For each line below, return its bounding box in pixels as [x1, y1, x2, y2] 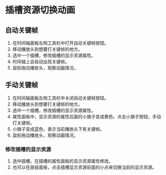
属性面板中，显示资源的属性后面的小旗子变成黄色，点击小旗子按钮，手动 [12, 113, 161, 119]
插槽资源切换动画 [5, 4, 76, 16]
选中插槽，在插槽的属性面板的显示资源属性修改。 [12, 158, 113, 164]
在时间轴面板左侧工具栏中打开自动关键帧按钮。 [12, 40, 109, 46]
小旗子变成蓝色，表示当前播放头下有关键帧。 [12, 126, 105, 132]
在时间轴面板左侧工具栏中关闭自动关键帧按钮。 [12, 95, 109, 101]
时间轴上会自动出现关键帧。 [12, 59, 70, 65]
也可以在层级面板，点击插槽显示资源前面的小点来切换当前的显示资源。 [12, 165, 157, 171]
